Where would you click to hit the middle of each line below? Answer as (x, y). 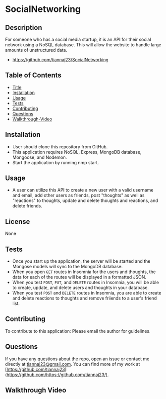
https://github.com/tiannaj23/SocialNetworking (60, 60)
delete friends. (27, 206)
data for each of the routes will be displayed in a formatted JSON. (79, 277)
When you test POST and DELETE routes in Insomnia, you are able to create (87, 293)
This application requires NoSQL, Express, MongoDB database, (77, 152)
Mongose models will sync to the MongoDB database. (67, 267)
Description (24, 28)
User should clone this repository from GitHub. (60, 147)
